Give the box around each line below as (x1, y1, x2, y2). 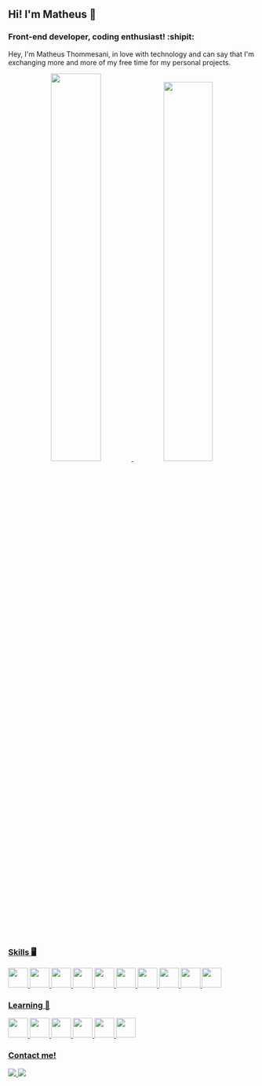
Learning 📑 (8, 1000, 51, 1011)
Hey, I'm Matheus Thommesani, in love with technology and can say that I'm (8, 49, 255, 59)
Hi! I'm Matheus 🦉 (8, 8, 96, 21)
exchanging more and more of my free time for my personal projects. (8, 57, 231, 67)
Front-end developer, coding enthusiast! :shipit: (8, 31, 195, 42)
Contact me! (8, 1050, 56, 1061)
